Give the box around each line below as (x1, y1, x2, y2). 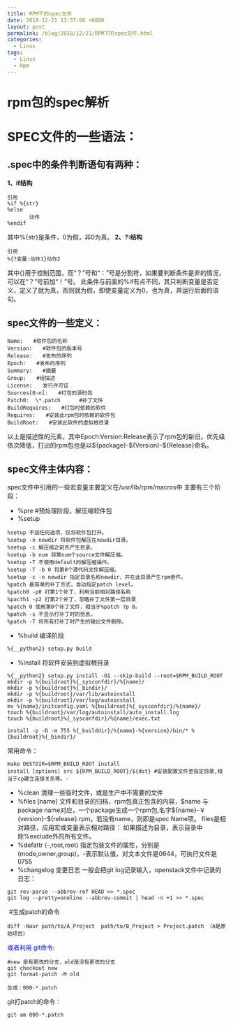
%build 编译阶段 (17, 631, 64, 640)
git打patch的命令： (7, 998, 61, 1006)
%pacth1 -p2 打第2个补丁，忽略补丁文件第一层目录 (7, 596, 137, 603)
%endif (7, 219, 27, 227)
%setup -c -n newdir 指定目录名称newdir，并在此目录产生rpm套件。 (7, 574, 186, 581)
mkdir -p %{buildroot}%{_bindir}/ (7, 685, 108, 692)
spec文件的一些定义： (7, 317, 103, 329)
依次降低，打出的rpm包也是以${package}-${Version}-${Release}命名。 (7, 441, 213, 449)
